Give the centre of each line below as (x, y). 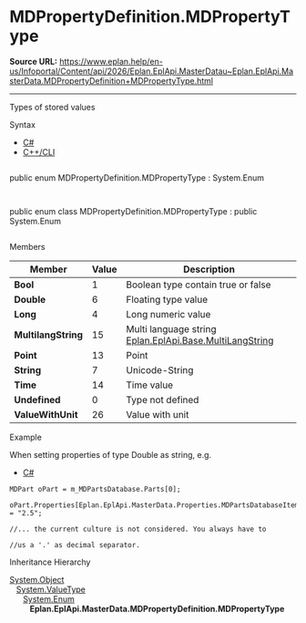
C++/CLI (39, 151)
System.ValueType (51, 589)
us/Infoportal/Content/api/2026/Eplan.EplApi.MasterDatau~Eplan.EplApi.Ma (152, 71)
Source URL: (33, 61)
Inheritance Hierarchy (50, 562)
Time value (150, 385)
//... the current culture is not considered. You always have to (138, 529)
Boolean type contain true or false (199, 285)
